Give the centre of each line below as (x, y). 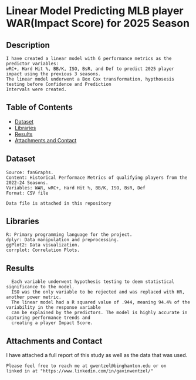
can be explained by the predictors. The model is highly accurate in (99, 313)
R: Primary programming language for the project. (69, 235)
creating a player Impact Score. (52, 323)
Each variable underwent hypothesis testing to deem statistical (93, 282)
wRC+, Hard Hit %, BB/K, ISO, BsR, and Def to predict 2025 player (90, 69)
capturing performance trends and (48, 318)
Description (28, 45)
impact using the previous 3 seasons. (53, 74)
